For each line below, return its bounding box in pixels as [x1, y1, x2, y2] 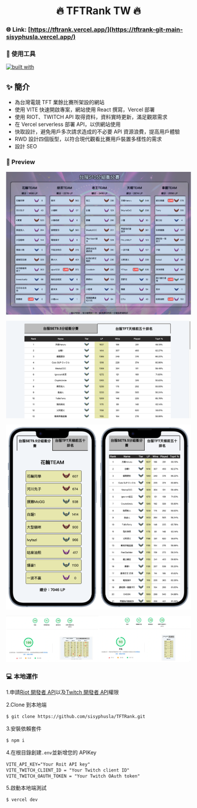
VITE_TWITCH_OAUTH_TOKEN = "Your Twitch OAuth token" [6, 773, 141, 779]
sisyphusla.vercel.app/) [6, 33, 76, 41]
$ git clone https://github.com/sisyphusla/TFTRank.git [6, 713, 145, 719]
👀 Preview [6, 158, 35, 166]
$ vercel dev [6, 796, 38, 803]
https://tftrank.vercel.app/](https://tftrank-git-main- [30, 25, 184, 34]
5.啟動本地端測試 [6, 784, 47, 791]
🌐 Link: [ [6, 25, 31, 34]
